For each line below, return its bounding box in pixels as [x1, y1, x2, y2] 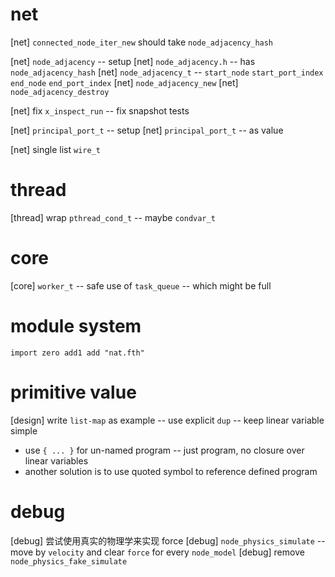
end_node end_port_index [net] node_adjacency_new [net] [10, 76, 239, 88]
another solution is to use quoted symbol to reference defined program [24, 465, 318, 477]
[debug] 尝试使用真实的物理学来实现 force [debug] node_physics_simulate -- [10, 534, 326, 547]
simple [10, 424, 38, 437]
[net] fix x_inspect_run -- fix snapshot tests [10, 104, 190, 117]
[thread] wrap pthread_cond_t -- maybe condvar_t [10, 211, 216, 223]
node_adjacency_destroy [10, 87, 110, 97]
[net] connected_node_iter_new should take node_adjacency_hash [10, 36, 274, 48]
